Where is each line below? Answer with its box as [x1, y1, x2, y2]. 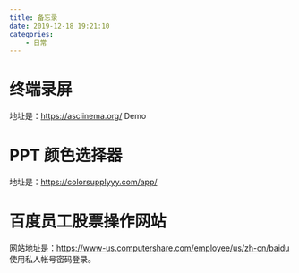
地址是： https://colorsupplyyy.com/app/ [9, 176, 158, 188]
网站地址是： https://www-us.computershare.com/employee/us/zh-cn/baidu [9, 243, 290, 253]
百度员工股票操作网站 [9, 211, 167, 232]
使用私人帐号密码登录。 [9, 254, 96, 265]
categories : [9, 30, 54, 38]
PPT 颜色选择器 [9, 145, 123, 166]
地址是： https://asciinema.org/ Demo [9, 111, 147, 122]
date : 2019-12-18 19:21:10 [9, 21, 110, 30]
